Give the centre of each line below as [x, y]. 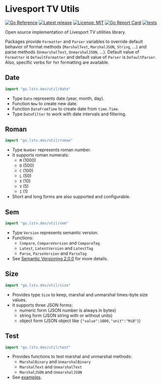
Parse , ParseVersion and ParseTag [53, 253]
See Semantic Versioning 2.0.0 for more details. [60, 259]
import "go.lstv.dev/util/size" [38, 285]
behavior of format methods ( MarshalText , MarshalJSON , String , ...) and [76, 46]
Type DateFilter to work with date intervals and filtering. [69, 114]
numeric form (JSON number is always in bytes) [68, 310]
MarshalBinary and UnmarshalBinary [55, 362]
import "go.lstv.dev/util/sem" [37, 224]
